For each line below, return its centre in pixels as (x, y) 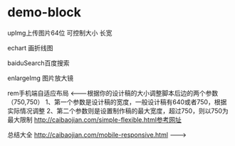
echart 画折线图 (30, 47)
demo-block (45, 12)
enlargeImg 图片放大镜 (41, 78)
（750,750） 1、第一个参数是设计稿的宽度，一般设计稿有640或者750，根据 (117, 102)
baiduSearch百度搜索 (38, 63)
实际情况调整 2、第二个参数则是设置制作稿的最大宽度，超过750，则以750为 (118, 111)
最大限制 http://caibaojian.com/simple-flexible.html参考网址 (94, 119)
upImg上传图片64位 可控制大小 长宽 (60, 33)
